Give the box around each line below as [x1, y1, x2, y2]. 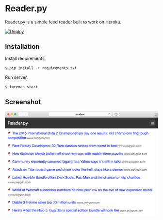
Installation [5, 42, 40, 51]
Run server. [5, 74, 28, 80]
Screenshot [5, 98, 41, 106]
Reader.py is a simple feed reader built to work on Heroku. [5, 19, 122, 25]
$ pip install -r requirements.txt [5, 65, 77, 71]
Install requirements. [5, 55, 46, 61]
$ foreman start [5, 84, 38, 89]
